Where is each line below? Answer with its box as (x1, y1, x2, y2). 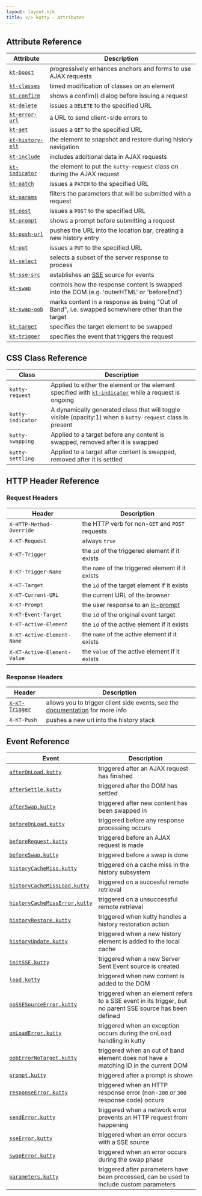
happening (98, 1120, 129, 1129)
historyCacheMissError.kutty (9, 899, 93, 906)
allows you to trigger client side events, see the (46, 698, 179, 707)
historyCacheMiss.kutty (9, 865, 78, 872)
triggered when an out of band (98, 1046, 185, 1055)
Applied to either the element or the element (50, 381, 176, 389)
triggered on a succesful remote (98, 878, 189, 886)
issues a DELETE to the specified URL (49, 102, 152, 110)
